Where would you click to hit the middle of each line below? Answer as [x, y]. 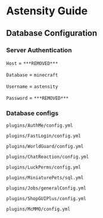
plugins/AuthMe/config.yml [40, 126]
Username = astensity [32, 86]
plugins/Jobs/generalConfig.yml [46, 188]
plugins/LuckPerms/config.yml [44, 168]
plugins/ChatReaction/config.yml [48, 157]
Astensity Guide [47, 11]
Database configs [32, 113]
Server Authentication [39, 50]
